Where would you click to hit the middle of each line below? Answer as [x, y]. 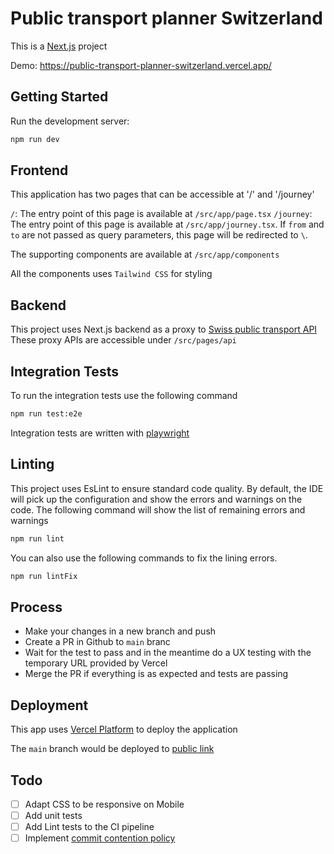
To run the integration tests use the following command [124, 396]
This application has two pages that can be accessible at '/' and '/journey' [162, 194]
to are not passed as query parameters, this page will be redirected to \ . [159, 235]
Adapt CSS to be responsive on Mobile [104, 804]
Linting [32, 464]
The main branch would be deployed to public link [112, 749]
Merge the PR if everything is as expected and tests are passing [156, 674]
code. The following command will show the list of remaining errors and [158, 509]
